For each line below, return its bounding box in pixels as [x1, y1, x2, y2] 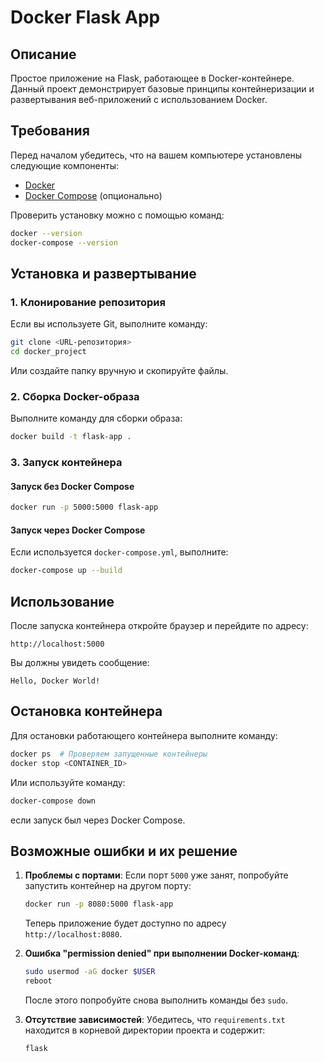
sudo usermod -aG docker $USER [24, 967, 156, 977]
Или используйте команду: [10, 776, 126, 788]
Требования [10, 122, 90, 140]
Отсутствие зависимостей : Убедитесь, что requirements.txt [24, 1013, 286, 1025]
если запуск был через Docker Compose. [10, 814, 186, 826]
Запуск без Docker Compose [10, 480, 135, 492]
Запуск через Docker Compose [10, 524, 146, 536]
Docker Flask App [10, 6, 161, 29]
